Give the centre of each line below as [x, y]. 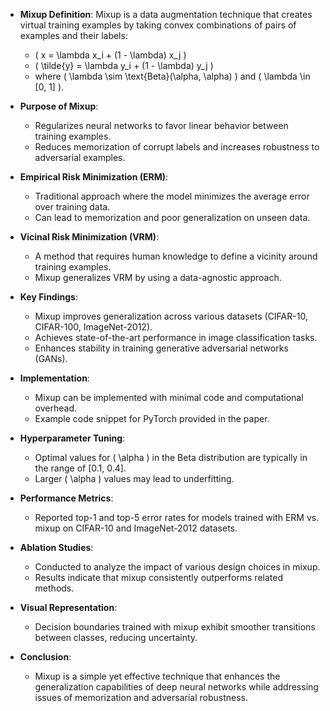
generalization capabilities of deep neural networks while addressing [176, 687]
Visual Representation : [68, 607]
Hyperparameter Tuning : [72, 438]
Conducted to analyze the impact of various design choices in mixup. [177, 567]
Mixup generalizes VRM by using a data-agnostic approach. [158, 277]
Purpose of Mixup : [59, 106]
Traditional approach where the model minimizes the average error [172, 196]
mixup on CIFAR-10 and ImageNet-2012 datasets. [136, 528]
